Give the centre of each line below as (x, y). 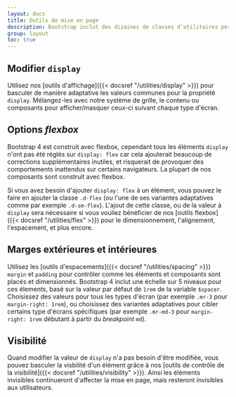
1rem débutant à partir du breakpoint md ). (88, 319)
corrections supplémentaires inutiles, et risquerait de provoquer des (106, 162)
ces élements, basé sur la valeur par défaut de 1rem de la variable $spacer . (115, 289)
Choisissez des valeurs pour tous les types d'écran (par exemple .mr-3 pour (118, 297)
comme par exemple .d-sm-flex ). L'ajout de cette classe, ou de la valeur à (114, 205)
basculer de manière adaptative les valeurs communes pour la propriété (111, 93)
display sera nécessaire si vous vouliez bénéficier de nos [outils (100, 212)
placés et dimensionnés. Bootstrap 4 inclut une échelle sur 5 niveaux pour (114, 281)
